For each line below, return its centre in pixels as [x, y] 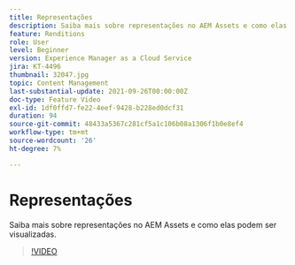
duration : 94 [33, 116]
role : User [29, 42]
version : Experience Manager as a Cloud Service [101, 58]
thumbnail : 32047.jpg [49, 75]
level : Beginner [39, 50]
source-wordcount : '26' [53, 140]
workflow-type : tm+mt [49, 132]
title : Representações [51, 17]
